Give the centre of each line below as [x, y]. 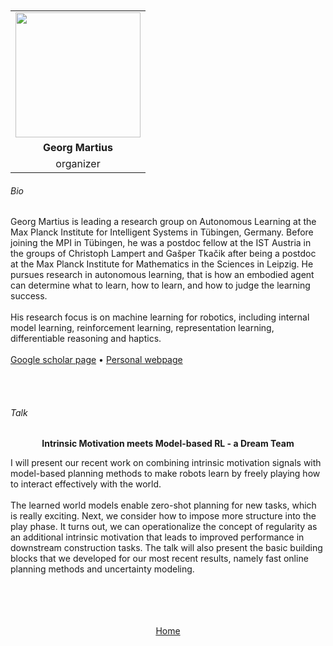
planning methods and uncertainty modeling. [102, 569]
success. [29, 296]
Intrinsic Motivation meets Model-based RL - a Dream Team [168, 444]
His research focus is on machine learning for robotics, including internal [160, 317]
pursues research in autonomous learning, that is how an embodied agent [162, 275]
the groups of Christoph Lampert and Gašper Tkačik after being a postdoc [163, 254]
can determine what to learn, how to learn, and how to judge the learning [160, 285]
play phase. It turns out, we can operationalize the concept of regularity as [164, 527]
